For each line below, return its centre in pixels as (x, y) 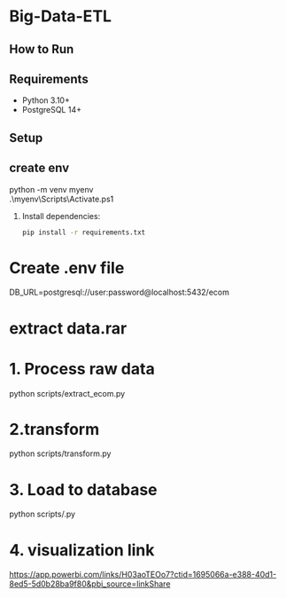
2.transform (54, 429)
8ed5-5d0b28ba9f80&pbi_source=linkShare (90, 584)
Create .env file (67, 268)
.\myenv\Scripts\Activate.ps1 (62, 199)
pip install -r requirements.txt (84, 232)
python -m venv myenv (51, 189)
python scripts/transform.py (60, 453)
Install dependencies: (61, 216)
